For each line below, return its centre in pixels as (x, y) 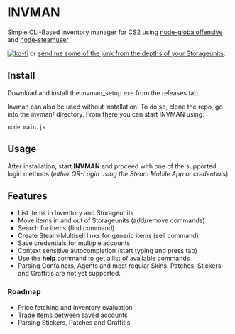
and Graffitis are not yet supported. (69, 274)
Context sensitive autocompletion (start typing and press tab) (107, 251)
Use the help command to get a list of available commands (104, 258)
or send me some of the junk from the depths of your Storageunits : (127, 53)
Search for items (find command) (66, 228)
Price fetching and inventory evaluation (75, 307)
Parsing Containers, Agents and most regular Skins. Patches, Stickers (119, 266)
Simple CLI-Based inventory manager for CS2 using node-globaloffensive (115, 32)
